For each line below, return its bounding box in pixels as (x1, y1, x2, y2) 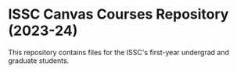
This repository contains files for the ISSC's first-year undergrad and (8, 47, 229, 57)
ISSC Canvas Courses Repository (8, 5, 229, 23)
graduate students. (8, 56, 70, 65)
